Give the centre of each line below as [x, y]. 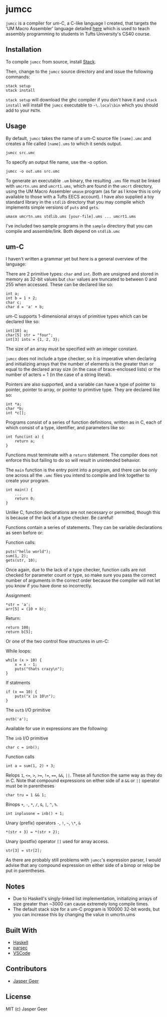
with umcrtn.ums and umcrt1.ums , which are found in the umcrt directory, [79, 186]
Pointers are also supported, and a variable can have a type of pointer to [80, 385]
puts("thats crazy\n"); [40, 669]
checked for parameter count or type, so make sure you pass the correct [81, 575]
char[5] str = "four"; [29, 335]
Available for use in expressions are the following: [57, 728]
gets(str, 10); [22, 561]
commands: [18, 77]
